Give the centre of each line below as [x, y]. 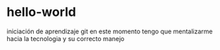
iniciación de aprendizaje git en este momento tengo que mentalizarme [110, 31]
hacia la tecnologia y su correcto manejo [66, 38]
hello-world [42, 12]
